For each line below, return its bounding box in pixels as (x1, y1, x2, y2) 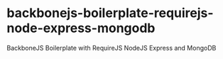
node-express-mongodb (6, 20, 156, 36)
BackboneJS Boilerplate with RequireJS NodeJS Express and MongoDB (6, 43, 217, 52)
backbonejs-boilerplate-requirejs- (6, 5, 214, 21)
